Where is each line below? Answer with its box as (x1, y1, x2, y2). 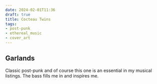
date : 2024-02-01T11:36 (5, 7, 56, 13)
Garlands (5, 54, 35, 63)
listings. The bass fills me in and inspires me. (5, 72, 99, 78)
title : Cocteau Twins (5, 17, 51, 22)
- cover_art (5, 36, 30, 41)
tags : (5, 21, 17, 27)
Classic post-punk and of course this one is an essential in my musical (5, 67, 152, 73)
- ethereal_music (5, 31, 42, 36)
